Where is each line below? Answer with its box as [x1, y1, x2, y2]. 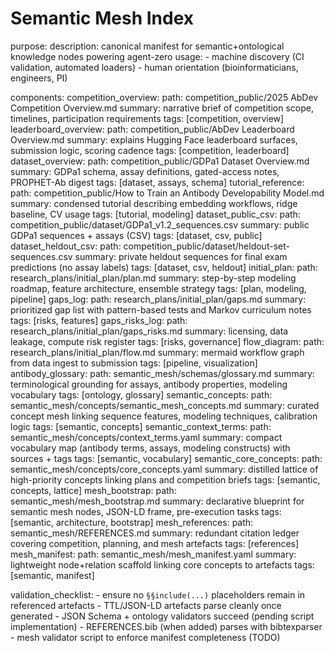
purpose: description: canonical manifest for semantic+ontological [10, 40, 285, 52]
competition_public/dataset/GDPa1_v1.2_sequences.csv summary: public [10, 218, 310, 231]
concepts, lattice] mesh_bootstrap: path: [10, 484, 177, 496]
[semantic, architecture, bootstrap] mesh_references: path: [10, 516, 254, 528]
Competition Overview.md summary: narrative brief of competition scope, [10, 102, 314, 114]
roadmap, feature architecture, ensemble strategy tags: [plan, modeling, [10, 282, 307, 294]
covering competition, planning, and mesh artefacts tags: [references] [10, 537, 300, 549]
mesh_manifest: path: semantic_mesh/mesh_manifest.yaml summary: [10, 548, 297, 560]
